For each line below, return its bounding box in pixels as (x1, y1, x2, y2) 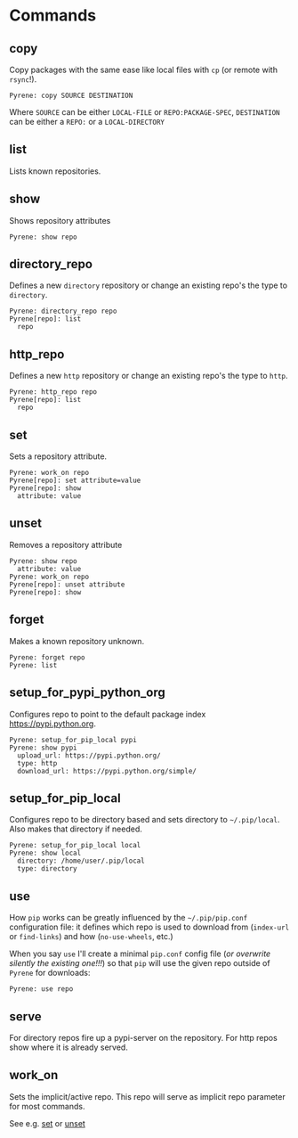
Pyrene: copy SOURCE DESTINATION (9, 91, 133, 100)
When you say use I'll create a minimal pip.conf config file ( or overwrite (9, 948, 271, 959)
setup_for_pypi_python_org (9, 685, 166, 700)
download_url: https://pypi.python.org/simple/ (17, 766, 197, 775)
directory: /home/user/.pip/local (17, 856, 145, 865)
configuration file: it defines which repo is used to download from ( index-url (9, 921, 290, 932)
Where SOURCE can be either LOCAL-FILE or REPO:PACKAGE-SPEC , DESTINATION (9, 107, 280, 117)
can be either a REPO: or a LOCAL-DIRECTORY (9, 117, 165, 127)
